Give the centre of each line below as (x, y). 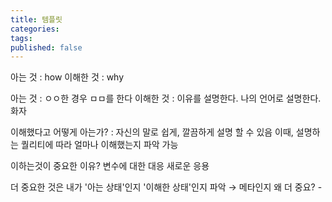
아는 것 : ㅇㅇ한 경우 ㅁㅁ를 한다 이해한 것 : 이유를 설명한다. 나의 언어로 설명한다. (166, 98)
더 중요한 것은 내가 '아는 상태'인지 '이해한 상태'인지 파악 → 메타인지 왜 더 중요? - (166, 187)
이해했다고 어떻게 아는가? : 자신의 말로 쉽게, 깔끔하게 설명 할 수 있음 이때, (152, 132)
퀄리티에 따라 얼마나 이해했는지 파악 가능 (99, 145)
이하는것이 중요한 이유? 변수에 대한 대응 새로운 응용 (110, 166)
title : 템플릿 (36, 19)
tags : (21, 38)
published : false (46, 47)
